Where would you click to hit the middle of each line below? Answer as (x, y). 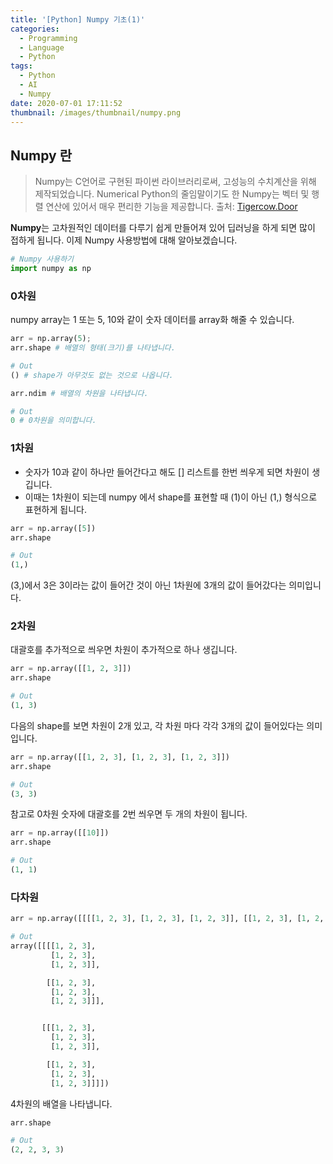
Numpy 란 (41, 155)
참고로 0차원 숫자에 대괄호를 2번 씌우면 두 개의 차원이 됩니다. (129, 814)
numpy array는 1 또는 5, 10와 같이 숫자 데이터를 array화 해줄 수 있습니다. (152, 320)
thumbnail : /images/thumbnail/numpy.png (96, 112)
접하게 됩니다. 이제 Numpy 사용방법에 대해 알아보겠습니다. (124, 240)
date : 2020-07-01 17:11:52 (66, 103)
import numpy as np (51, 269)
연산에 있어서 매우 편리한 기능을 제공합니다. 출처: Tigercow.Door (171, 207)
